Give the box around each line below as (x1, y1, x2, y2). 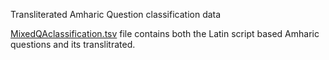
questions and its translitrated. (10, 39, 136, 50)
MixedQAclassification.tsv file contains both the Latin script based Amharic (10, 28, 320, 39)
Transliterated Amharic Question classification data (10, 9, 222, 20)
